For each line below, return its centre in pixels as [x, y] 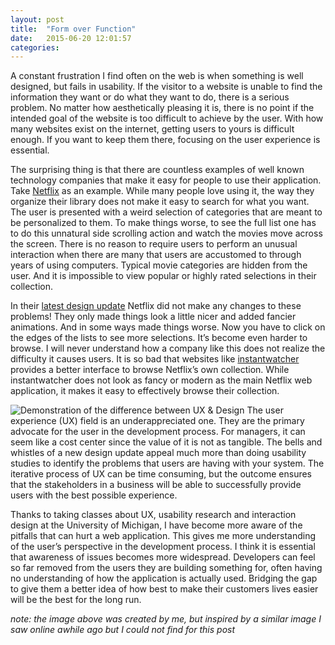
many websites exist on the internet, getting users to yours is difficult [152, 129]
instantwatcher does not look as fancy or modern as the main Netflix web [161, 380]
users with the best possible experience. [94, 495]
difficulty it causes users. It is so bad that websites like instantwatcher [155, 359]
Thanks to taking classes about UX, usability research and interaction [153, 515]
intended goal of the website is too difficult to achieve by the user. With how [167, 118]
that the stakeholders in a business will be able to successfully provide [156, 485]
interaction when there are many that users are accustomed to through [156, 255]
